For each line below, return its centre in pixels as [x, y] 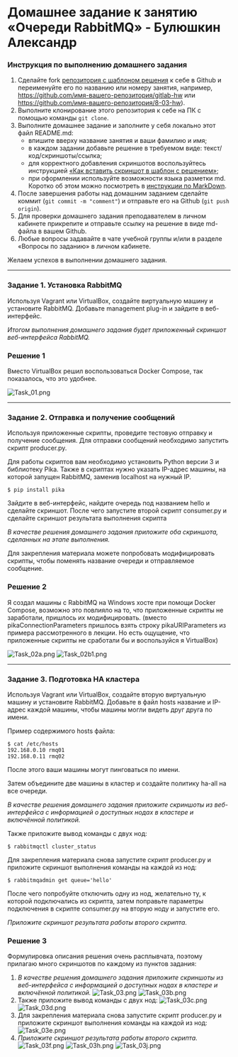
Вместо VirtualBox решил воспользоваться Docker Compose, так [105, 371]
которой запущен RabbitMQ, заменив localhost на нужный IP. [99, 477]
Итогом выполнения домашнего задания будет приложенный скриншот [117, 329]
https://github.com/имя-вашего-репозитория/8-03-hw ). [101, 103]
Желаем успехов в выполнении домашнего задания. [87, 260]
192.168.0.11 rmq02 [36, 756]
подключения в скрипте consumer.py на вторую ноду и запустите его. [113, 908]
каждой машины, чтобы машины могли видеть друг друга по [120, 709]
